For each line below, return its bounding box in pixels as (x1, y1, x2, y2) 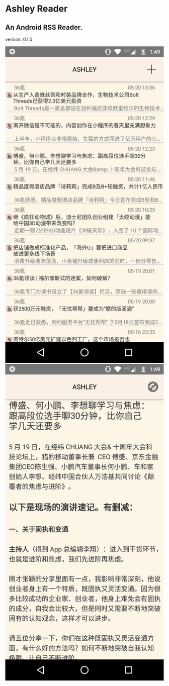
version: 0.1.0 (5, 36, 33, 42)
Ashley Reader (5, 3, 68, 15)
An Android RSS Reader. (5, 23, 83, 32)
